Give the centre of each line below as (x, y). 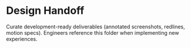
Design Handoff (45, 11)
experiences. (22, 39)
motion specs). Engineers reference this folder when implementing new (93, 32)
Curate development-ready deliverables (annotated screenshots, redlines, (95, 27)
